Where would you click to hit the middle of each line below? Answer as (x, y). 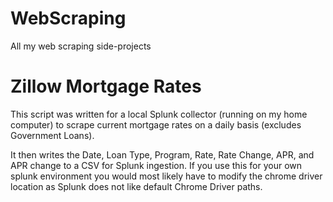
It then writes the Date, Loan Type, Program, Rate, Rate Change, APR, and (162, 154)
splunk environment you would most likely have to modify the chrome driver (166, 176)
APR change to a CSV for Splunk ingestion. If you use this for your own (156, 165)
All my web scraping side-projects (81, 46)
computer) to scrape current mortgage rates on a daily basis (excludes (156, 124)
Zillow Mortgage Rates (106, 86)
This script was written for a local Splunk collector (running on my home (159, 114)
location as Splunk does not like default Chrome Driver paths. (136, 186)
